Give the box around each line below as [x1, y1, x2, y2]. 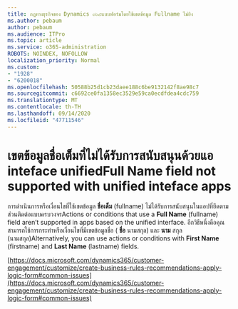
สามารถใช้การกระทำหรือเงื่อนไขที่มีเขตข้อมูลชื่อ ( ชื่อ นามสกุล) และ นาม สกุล [7, 226, 183, 234]
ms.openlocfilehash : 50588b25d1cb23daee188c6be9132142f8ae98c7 [7, 83, 200, 91]
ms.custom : [7, 64, 40, 71]
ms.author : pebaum [7, 17, 62, 24]
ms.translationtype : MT [7, 97, 78, 104]
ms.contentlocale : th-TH [7, 103, 81, 111]
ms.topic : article [7, 37, 62, 44]
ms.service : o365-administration [7, 44, 107, 51]
